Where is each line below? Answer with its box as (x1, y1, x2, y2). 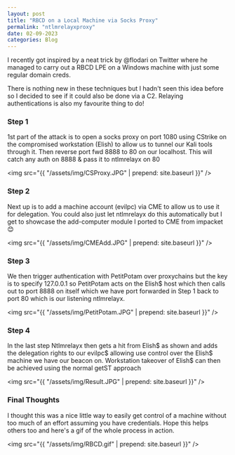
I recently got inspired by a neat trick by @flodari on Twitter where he (7, 56, 208, 64)
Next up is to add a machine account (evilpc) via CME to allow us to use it (7, 202, 220, 211)
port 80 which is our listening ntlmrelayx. (7, 295, 125, 303)
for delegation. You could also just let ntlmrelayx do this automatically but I (7, 210, 222, 218)
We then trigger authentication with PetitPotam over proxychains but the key (7, 272, 228, 281)
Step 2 (7, 186, 30, 196)
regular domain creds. (7, 71, 72, 79)
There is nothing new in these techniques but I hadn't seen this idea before (7, 84, 224, 93)
